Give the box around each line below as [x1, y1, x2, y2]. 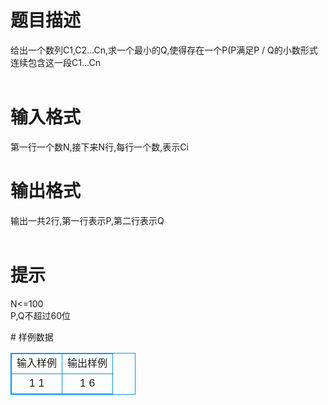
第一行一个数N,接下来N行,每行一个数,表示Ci [10, 141, 189, 153]
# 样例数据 [10, 331, 54, 343]
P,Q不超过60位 [10, 309, 72, 321]
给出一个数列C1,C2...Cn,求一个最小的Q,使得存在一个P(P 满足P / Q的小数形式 [10, 44, 318, 56]
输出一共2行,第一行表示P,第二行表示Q [10, 214, 165, 226]
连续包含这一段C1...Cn [10, 56, 101, 68]
